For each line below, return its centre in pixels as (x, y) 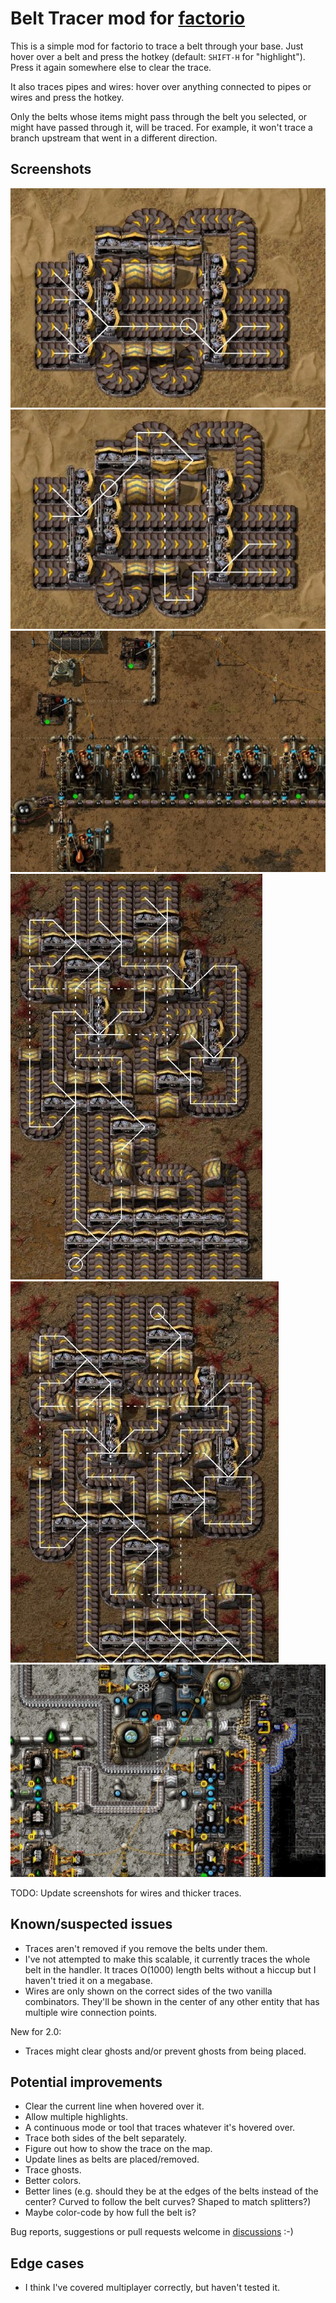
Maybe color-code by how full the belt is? (110, 2213)
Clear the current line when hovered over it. (114, 2106)
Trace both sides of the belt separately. (105, 2138)
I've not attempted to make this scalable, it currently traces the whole (167, 1959)
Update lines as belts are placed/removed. (112, 2159)
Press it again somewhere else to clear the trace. (111, 67)
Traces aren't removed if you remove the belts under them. (146, 1948)
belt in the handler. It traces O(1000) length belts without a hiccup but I (170, 1969)
